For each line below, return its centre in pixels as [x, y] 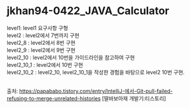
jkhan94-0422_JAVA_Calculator [88, 11]
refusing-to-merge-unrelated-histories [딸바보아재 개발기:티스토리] [86, 98]
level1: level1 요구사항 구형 [38, 28]
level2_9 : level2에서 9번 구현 [41, 50]
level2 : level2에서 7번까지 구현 [43, 35]
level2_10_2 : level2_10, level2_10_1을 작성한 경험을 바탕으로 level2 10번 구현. [96, 72]
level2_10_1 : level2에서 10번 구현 [45, 65]
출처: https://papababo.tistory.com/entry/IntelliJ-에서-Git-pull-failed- [90, 91]
